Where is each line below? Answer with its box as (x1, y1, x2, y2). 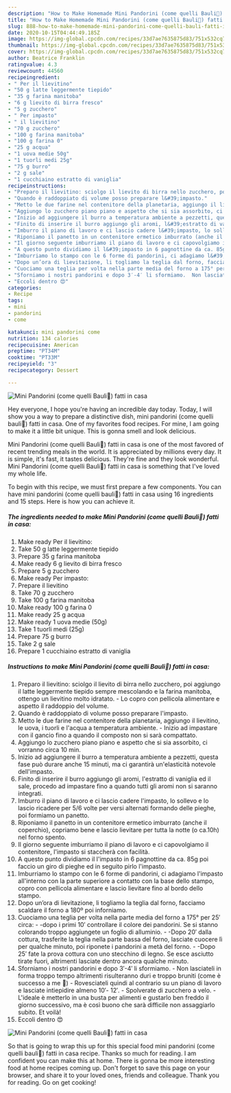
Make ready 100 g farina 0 (17, 603, 92, 611)
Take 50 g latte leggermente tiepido (17, 545, 119, 553)
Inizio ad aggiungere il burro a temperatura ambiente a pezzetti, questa (17, 753, 219, 761)
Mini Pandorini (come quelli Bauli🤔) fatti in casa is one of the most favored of (8, 440, 224, 448)
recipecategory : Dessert (8, 367, 79, 374)
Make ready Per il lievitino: (17, 537, 93, 545)
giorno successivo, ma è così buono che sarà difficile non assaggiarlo (17, 1000, 215, 1009)
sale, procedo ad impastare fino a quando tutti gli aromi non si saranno (17, 781, 218, 790)
